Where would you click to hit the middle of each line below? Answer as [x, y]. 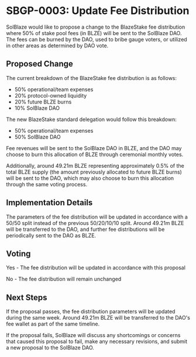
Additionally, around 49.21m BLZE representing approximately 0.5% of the [95, 165]
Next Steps [27, 297]
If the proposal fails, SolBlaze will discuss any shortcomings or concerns [93, 335]
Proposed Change [39, 64]
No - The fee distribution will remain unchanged [64, 279]
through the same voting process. [47, 184]
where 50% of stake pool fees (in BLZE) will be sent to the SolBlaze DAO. [94, 33]
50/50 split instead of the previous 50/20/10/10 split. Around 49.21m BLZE [95, 223]
